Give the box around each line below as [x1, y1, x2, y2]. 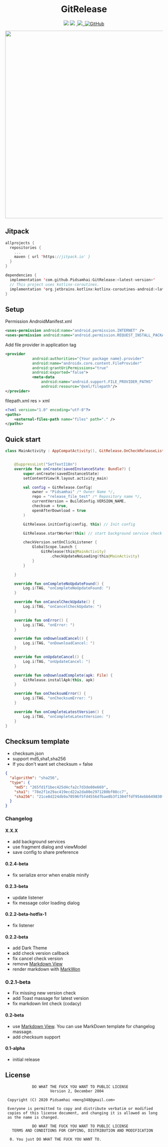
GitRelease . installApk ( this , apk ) [23, 677, 95, 682]
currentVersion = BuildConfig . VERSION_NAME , [31, 499, 126, 504]
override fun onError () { [14, 618, 68, 623]
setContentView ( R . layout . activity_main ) [23, 476, 108, 481]
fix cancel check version [12, 955, 63, 961]
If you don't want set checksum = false [12, 761, 93, 767]
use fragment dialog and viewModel [12, 844, 87, 850]
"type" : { [9, 780, 30, 785]
